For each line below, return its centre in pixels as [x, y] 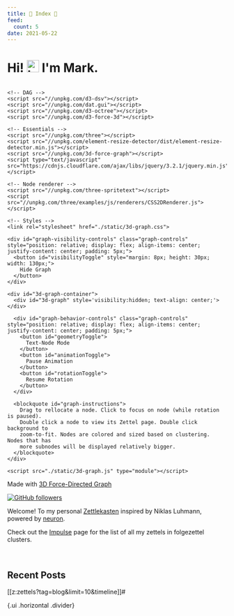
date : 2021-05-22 [32, 33]
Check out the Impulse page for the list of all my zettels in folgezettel [106, 532]
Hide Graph [36, 270]
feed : [15, 20]
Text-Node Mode [48, 343]
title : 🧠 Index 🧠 [32, 14]
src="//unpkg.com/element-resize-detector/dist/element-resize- [127, 142]
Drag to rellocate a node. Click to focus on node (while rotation [119, 410]
